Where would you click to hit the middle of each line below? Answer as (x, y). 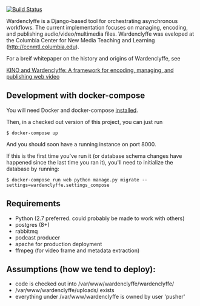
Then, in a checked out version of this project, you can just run (85, 122)
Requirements (33, 203)
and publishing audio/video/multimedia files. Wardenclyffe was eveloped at (100, 34)
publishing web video (33, 76)
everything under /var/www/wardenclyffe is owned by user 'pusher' (100, 297)
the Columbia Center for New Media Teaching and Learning (81, 40)
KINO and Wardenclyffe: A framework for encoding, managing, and (90, 70)
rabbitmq (26, 231)
